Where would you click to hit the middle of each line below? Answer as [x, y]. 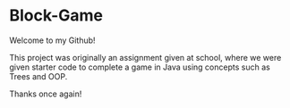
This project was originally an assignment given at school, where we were [145, 57]
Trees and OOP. [38, 76]
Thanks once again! [46, 94]
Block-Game [56, 16]
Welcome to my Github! [52, 40]
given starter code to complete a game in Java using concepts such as [140, 67]
